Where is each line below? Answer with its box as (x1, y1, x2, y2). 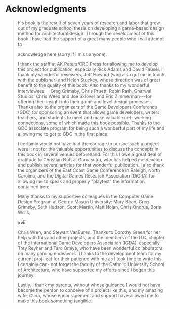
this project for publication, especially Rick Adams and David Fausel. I (17, 66, 163, 72)
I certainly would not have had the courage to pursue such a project (17, 140, 159, 147)
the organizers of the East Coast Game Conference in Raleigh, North (17, 167, 160, 173)
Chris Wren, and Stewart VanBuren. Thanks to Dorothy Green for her (17, 229, 161, 235)
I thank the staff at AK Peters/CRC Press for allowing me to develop (17, 61, 158, 67)
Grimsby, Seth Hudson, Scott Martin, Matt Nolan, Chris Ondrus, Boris (17, 204, 161, 210)
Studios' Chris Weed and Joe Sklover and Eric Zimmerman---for (17, 93, 152, 99)
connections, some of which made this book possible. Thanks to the (17, 120, 160, 126)
